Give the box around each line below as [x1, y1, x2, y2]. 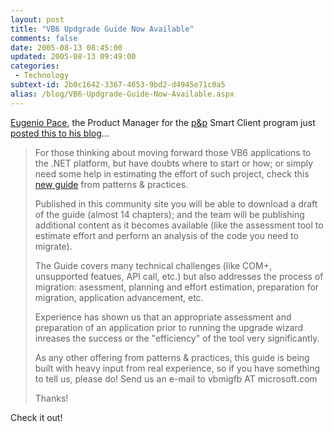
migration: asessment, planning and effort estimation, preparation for [34, 281, 320, 293]
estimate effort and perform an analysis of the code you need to [34, 229, 299, 241]
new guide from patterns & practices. [34, 178, 189, 190]
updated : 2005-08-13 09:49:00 [10, 52, 137, 62]
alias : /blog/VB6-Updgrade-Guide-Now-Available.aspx [10, 89, 235, 99]
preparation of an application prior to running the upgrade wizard [34, 321, 304, 333]
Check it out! [10, 411, 63, 423]
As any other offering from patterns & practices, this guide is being [34, 351, 310, 363]
